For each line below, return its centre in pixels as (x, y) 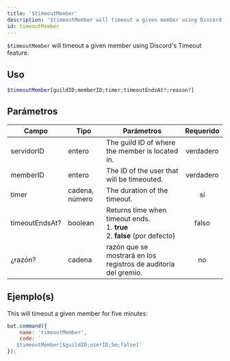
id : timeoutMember (33, 26)
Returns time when (136, 210)
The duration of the (137, 190)
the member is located (142, 151)
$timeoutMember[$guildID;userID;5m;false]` (79, 345)
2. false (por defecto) (141, 236)
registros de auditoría (140, 264)
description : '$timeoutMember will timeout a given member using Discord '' (117, 20)
